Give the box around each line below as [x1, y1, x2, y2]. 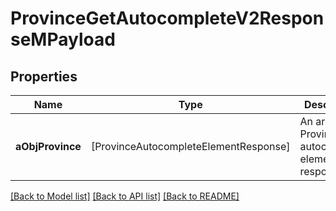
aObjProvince [15, 140, 82, 153]
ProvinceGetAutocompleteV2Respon [10, 7, 325, 30]
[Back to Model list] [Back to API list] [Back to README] [10, 190, 240, 202]
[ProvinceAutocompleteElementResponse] [90, 140, 291, 153]
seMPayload [10, 28, 116, 51]
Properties [10, 68, 78, 85]
